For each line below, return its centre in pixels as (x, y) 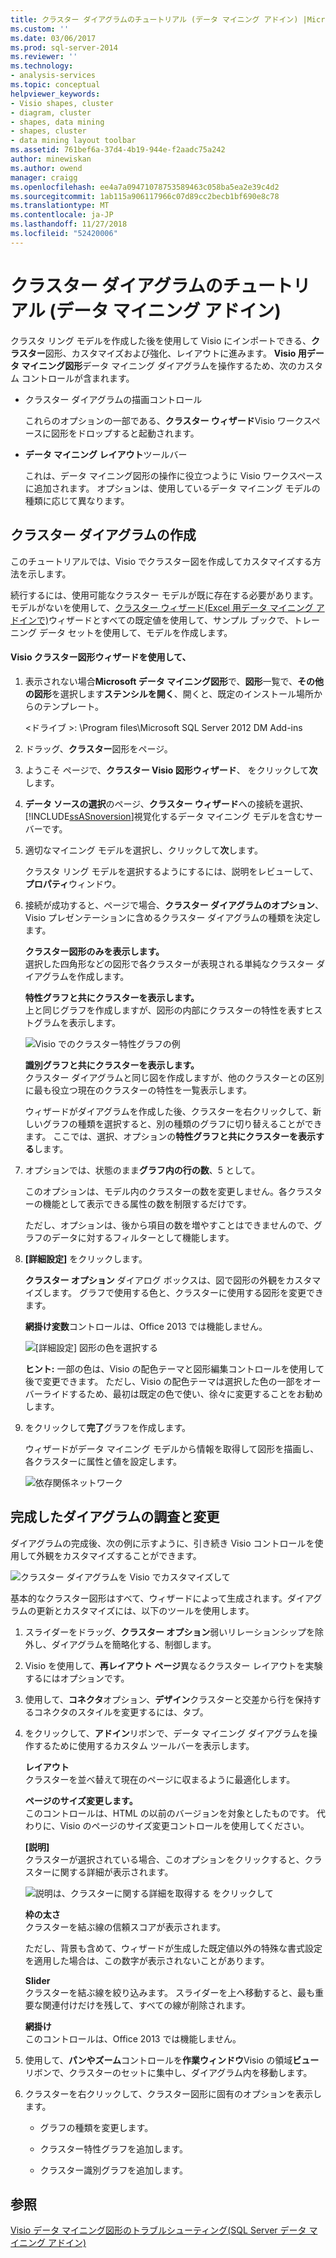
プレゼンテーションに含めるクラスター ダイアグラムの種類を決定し (184, 917)
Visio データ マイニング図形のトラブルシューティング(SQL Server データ (158, 2230)
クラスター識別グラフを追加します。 (113, 2170)
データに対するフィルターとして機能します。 (143, 1237)
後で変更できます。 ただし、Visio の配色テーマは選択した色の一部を (164, 1381)
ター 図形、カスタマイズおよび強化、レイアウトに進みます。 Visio (162, 353)
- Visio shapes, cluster (62, 103)
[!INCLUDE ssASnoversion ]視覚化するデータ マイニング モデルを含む (165, 816)
